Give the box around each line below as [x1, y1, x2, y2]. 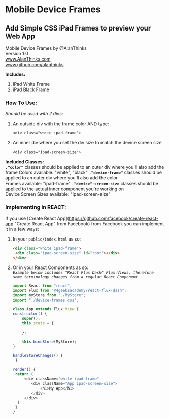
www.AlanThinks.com [5, 56, 51, 62]
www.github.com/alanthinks [5, 62, 64, 67]
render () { [12, 367, 36, 372]
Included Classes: [5, 159, 44, 165]
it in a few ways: [5, 226, 39, 232]
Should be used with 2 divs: [5, 111, 63, 117]
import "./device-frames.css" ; [12, 297, 79, 303]
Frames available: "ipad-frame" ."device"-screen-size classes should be [5, 181, 159, 187]
